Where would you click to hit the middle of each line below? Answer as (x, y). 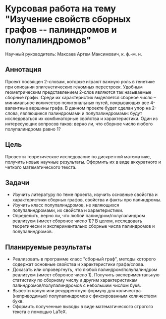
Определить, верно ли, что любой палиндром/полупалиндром (79, 216)
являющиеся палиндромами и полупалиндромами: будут (81, 113)
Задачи (17, 182)
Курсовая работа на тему (61, 9)
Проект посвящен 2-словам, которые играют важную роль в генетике (80, 81)
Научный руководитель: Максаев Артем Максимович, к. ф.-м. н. (74, 54)
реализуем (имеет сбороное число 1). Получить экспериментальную (86, 275)
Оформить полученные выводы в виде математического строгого (83, 307)
